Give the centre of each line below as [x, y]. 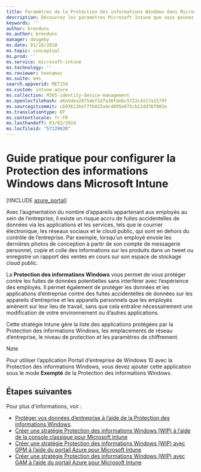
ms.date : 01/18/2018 [32, 46]
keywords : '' [22, 23]
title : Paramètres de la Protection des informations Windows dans [92, 12]
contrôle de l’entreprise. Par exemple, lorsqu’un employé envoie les [89, 237]
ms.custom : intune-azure [37, 90]
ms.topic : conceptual [33, 51]
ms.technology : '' [29, 67]
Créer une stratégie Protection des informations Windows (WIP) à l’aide [103, 430]
